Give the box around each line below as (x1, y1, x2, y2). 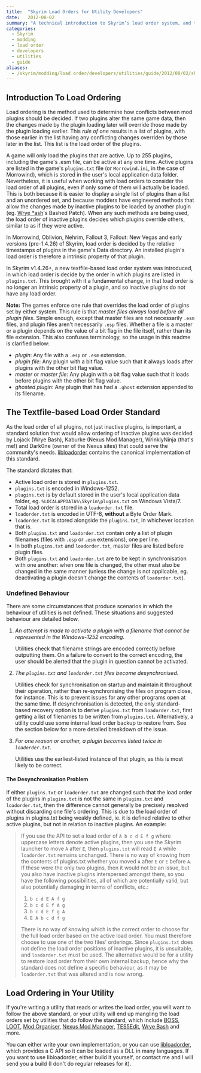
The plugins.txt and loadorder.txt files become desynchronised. (14, 669, 179, 677)
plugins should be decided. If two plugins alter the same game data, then (6, 115, 187, 122)
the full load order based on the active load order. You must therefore (20, 932, 192, 940)
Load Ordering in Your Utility (6, 988, 115, 998)
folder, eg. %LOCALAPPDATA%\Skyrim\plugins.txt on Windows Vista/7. (14, 497, 182, 504)
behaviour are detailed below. (6, 615, 80, 623)
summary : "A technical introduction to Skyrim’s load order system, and (6, 20, 191, 26)
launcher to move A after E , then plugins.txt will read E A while (20, 845, 176, 853)
